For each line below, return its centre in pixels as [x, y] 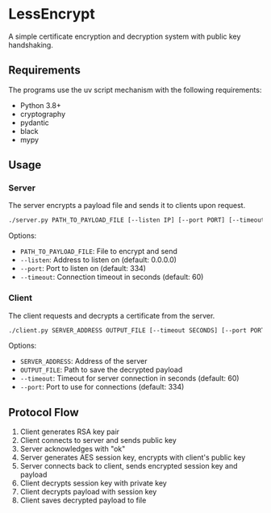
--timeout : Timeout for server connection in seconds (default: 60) [129, 378]
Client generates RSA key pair [69, 432]
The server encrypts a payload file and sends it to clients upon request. [127, 206]
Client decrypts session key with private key [93, 483]
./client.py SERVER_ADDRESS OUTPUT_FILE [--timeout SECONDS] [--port [128, 330]
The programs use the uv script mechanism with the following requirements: [135, 90]
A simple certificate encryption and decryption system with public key [125, 36]
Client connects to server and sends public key [98, 440]
